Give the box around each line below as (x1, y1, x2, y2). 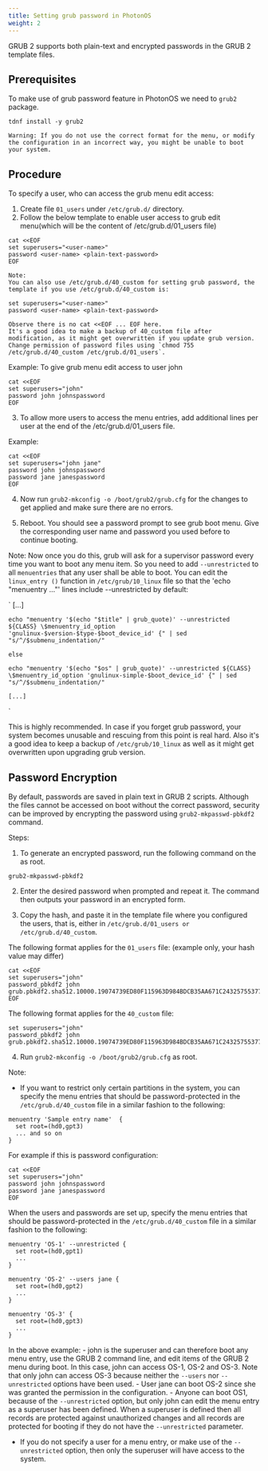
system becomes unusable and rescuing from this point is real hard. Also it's (8, 730, 260, 740)
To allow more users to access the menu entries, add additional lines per (19, 413, 258, 423)
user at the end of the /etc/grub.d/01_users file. (19, 421, 175, 431)
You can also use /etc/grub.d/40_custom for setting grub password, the (8, 279, 255, 287)
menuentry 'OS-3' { (8, 1310, 73, 1318)
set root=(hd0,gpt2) (15, 1282, 84, 1290)
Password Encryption (8, 770, 118, 784)
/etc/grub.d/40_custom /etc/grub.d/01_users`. (8, 348, 166, 356)
